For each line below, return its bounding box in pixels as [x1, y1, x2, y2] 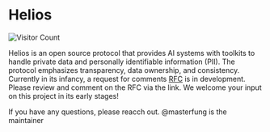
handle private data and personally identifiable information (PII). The [8, 57, 236, 66]
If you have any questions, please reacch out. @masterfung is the [8, 107, 228, 117]
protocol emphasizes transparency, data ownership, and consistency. [8, 65, 240, 75]
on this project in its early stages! [8, 91, 119, 100]
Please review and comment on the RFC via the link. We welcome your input [8, 83, 262, 92]
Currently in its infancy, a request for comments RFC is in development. [8, 74, 246, 83]
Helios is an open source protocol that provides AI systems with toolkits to [8, 48, 255, 57]
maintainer [8, 115, 44, 125]
